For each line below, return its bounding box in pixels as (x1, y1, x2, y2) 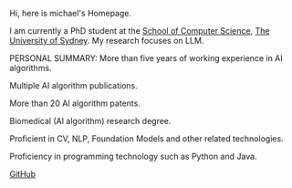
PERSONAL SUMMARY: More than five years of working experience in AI (9, 53, 283, 63)
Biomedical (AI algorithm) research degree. (9, 116, 172, 126)
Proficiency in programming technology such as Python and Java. (9, 151, 257, 162)
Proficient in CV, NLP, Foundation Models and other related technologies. (9, 133, 285, 144)
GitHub (9, 169, 36, 179)
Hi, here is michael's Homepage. (9, 8, 132, 18)
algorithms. (9, 63, 52, 73)
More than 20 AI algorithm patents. (9, 98, 141, 109)
